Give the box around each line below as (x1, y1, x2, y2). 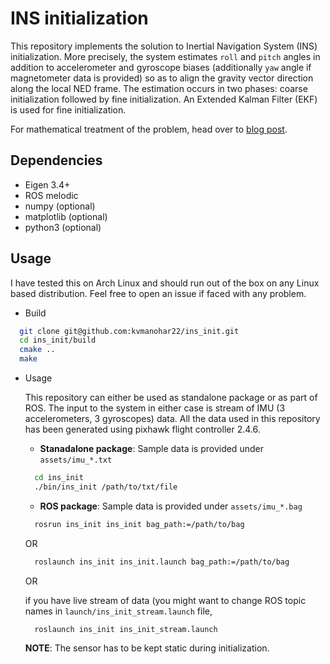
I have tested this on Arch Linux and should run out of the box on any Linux (10, 277, 320, 289)
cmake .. (19, 345, 56, 355)
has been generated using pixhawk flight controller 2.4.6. (24, 423, 261, 436)
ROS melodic (24, 189, 79, 201)
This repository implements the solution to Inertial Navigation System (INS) (10, 40, 318, 52)
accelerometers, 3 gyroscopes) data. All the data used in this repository (24, 413, 321, 425)
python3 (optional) (24, 221, 102, 233)
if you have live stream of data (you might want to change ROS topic (24, 594, 307, 606)
